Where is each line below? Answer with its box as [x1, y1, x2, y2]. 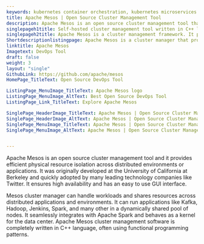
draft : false [6, 54, 39, 60]
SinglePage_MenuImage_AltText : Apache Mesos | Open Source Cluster [6, 127, 181, 133]
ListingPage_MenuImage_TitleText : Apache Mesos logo [6, 88, 143, 94]
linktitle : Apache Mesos [6, 43, 69, 49]
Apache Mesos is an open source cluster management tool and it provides [6, 155, 192, 162]
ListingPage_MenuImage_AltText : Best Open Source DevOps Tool [6, 94, 167, 100]
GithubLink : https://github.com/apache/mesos [6, 71, 123, 77]
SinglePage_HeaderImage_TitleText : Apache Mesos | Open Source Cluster [6, 110, 191, 116]
